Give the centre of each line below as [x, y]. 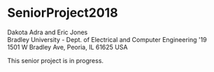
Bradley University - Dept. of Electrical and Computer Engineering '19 [107, 39]
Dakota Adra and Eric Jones [48, 32]
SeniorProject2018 [63, 13]
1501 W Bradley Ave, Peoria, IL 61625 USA [67, 47]
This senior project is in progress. [55, 60]
